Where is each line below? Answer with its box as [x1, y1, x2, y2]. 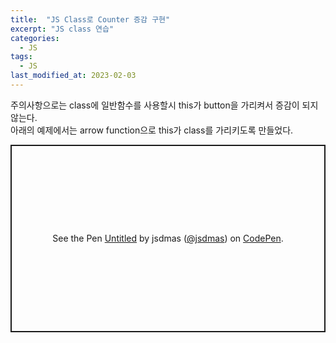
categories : [10, 33, 60, 43]
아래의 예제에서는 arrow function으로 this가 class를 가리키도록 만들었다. [10, 124, 294, 136]
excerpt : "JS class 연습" [10, 24, 115, 34]
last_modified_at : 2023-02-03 [10, 71, 137, 81]
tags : [10, 52, 33, 62]
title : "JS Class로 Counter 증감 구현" [10, 14, 171, 25]
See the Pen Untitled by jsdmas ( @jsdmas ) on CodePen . [52, 232, 284, 245]
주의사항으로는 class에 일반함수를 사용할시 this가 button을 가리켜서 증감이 [10, 99, 300, 111]
